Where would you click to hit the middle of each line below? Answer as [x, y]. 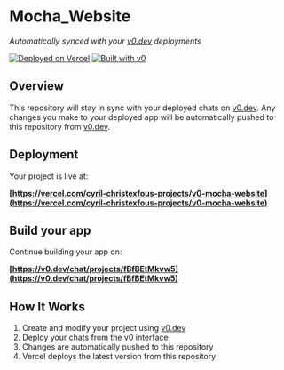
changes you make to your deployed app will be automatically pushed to [142, 117]
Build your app [50, 230]
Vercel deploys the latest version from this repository [119, 357]
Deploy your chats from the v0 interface [95, 338]
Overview [37, 86]
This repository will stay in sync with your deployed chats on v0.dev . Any [142, 108]
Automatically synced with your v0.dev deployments [105, 41]
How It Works [47, 306]
